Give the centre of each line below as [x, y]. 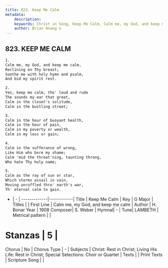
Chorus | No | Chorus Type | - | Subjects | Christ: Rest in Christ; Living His [81, 249]
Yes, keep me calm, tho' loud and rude [47, 93]
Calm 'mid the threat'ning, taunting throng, [53, 157]
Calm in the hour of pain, [33, 125]
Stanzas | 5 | [32, 235]
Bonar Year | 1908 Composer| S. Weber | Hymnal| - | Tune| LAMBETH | [85, 210]
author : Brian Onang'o [38, 29]
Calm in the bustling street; [37, 106]
